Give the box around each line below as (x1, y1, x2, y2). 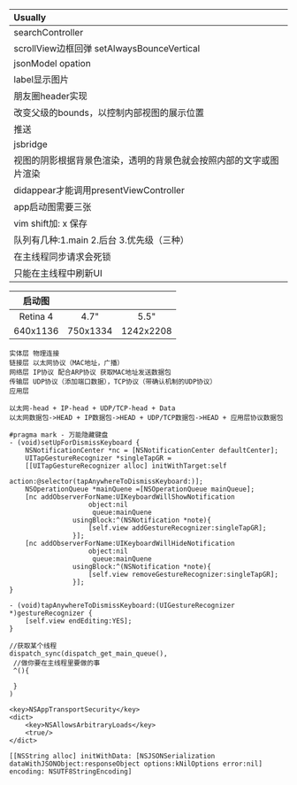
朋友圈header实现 (13, 90, 88, 102)
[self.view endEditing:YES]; (25, 617, 133, 626)
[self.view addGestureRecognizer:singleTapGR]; (88, 524, 267, 532)
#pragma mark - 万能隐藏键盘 (9, 431, 109, 439)
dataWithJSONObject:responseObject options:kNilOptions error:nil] (9, 759, 263, 768)
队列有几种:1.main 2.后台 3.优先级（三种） (13, 234, 190, 246)
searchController (13, 27, 84, 38)
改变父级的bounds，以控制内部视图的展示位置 (13, 106, 205, 119)
